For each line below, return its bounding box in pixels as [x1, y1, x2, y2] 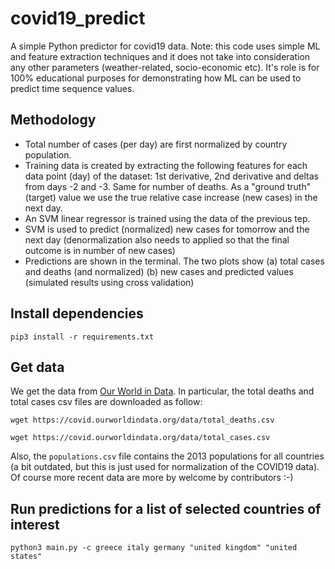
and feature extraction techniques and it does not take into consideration [10, 50, 311, 62]
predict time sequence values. [10, 82, 135, 94]
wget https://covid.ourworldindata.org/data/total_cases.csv [10, 433, 271, 443]
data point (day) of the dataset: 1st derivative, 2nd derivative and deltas [24, 170, 319, 182]
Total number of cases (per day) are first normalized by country [24, 138, 288, 150]
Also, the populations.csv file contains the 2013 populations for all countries [10, 450, 325, 462]
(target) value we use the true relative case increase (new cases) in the [24, 191, 318, 203]
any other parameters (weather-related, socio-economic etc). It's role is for [10, 61, 320, 73]
